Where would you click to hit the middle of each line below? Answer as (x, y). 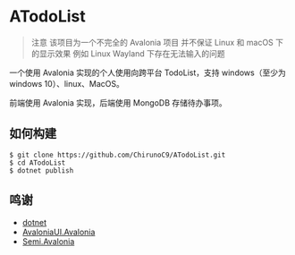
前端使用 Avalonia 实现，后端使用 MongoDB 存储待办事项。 (118, 102)
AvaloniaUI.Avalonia (59, 232)
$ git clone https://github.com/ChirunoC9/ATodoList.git (118, 155)
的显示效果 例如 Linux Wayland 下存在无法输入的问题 (128, 53)
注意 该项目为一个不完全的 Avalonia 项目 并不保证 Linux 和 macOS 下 (157, 42)
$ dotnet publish (42, 170)
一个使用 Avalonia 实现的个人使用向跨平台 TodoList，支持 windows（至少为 (147, 72)
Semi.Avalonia (48, 241)
